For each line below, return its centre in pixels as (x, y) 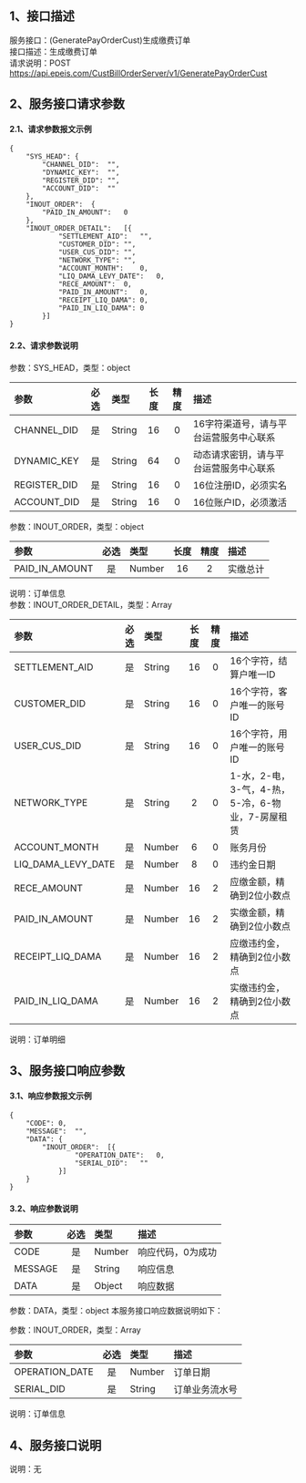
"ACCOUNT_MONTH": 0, (103, 268)
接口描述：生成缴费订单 (53, 51)
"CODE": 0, (46, 1124)
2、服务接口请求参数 (67, 104)
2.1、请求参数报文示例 (51, 129)
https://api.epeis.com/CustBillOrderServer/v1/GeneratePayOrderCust (138, 73)
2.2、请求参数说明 (44, 345)
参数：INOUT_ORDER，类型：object (76, 526)
